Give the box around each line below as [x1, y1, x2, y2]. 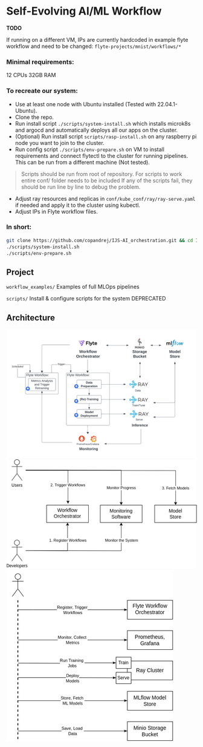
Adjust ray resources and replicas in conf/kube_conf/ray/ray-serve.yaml [14, 195, 196, 202]
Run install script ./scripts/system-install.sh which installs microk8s [14, 120, 191, 127]
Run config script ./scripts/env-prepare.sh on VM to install [14, 146, 165, 153]
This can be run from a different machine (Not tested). [14, 158, 150, 166]
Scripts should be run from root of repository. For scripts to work [21, 170, 182, 177]
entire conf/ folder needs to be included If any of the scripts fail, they [21, 177, 193, 184]
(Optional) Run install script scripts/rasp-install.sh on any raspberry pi [14, 132, 197, 140]
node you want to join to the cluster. [14, 139, 105, 146]
